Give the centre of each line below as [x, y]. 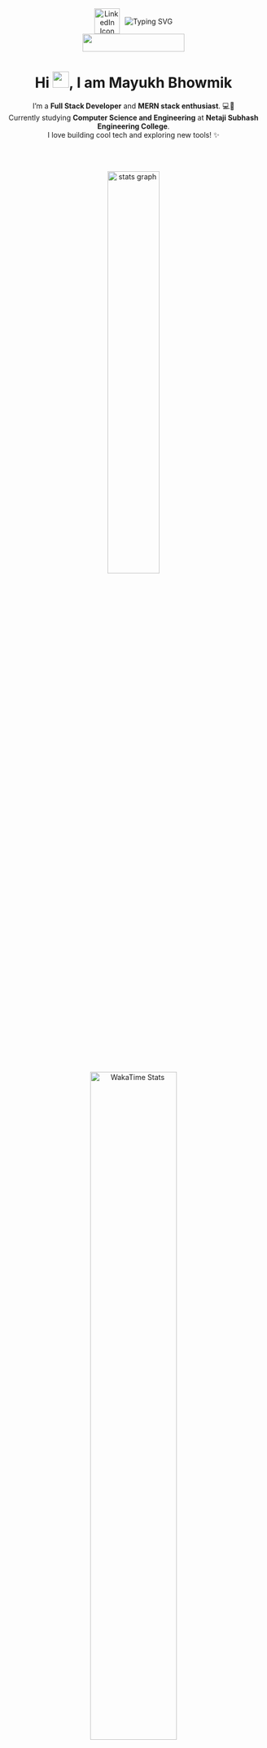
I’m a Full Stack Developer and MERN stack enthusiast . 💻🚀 [133, 106]
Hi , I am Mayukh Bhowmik [133, 83]
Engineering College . [133, 126]
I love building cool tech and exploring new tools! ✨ [133, 134]
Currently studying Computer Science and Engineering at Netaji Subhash [133, 117]
